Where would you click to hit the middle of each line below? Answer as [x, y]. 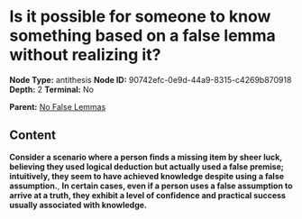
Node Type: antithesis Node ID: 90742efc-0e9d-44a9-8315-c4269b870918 [151, 79]
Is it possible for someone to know [140, 17]
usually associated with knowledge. [78, 205]
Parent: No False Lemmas [58, 106]
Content [33, 136]
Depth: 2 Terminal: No [52, 89]
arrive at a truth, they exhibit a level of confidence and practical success [148, 195]
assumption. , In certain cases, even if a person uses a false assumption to [151, 186]
